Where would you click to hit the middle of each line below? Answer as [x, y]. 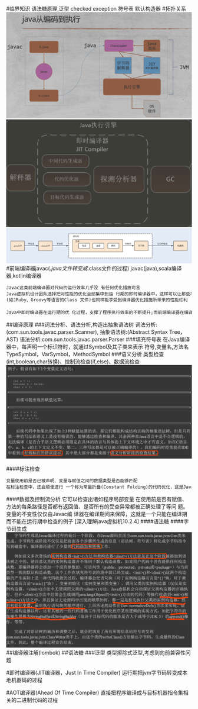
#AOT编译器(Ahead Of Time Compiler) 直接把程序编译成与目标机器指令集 [95, 692]
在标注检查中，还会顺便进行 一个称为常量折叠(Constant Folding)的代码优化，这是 [95, 487]
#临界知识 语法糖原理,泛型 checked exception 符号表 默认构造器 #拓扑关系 [96, 9]
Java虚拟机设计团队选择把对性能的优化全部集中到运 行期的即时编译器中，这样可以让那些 [98, 294]
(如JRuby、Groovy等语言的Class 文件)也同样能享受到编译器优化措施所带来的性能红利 [97, 300]
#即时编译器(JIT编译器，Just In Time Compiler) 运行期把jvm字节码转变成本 [97, 672]
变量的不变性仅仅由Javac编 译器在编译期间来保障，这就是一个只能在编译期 [97, 514]
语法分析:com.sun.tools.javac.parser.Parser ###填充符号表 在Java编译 [105, 339]
